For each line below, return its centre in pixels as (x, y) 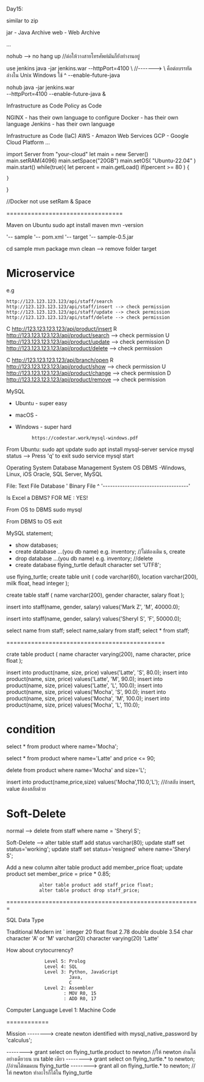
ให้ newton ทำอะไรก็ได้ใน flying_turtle (49, 1072)
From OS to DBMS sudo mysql (44, 510)
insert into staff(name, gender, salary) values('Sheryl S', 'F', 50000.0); (94, 618)
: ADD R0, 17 (80, 998)
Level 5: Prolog (65, 961)
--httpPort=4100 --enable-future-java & (56, 94)
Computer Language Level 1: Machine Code (61, 1010)
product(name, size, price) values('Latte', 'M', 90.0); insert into (85, 679)
